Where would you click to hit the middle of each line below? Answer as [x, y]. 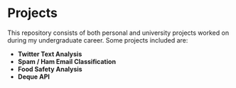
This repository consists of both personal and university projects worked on [118, 33]
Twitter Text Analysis [50, 54]
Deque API [33, 77]
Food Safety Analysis [50, 69]
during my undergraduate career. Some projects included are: [98, 40]
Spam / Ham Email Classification [66, 61]
